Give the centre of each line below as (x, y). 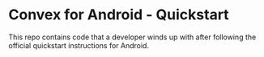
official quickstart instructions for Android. (79, 45)
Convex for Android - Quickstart (119, 15)
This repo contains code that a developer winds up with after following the (132, 37)
